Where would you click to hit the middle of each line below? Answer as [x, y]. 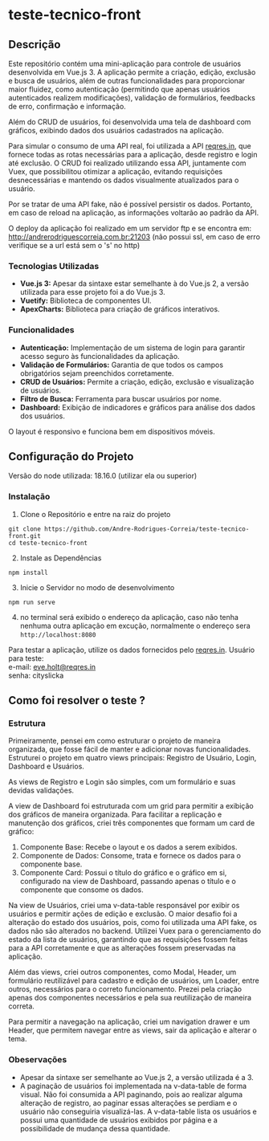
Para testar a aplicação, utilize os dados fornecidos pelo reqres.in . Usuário [132, 650]
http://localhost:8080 [58, 635]
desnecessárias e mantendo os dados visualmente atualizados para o [124, 180]
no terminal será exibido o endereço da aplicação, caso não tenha [129, 617]
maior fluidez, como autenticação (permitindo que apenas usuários [119, 89]
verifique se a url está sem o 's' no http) [74, 245]
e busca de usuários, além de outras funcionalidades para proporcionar [127, 81]
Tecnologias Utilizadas [54, 266]
